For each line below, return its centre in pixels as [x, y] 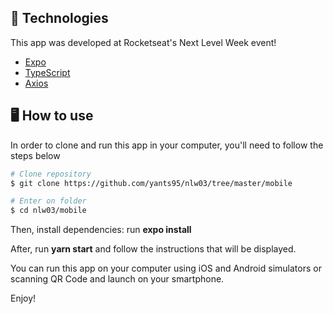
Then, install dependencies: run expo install [101, 230]
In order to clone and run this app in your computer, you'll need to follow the [167, 145]
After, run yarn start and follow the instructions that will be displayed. [153, 249]
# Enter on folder [48, 201]
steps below [35, 155]
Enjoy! [23, 298]
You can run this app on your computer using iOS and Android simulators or [166, 268]
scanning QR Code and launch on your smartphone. [117, 279]
